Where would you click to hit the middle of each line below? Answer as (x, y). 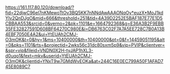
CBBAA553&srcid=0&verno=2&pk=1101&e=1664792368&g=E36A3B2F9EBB (84, 23)
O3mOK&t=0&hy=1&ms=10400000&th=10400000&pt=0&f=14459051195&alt (85, 40)
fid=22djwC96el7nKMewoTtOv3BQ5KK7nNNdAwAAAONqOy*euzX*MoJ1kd (84, 13)
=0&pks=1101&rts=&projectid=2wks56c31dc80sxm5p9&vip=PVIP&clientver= (85, 45)
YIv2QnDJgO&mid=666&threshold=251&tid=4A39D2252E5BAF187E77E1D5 (84, 18)
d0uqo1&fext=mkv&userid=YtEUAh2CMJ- (49, 56)
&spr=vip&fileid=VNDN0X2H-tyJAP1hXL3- (49, 50)
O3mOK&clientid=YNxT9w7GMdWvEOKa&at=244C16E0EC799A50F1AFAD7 (84, 61)
